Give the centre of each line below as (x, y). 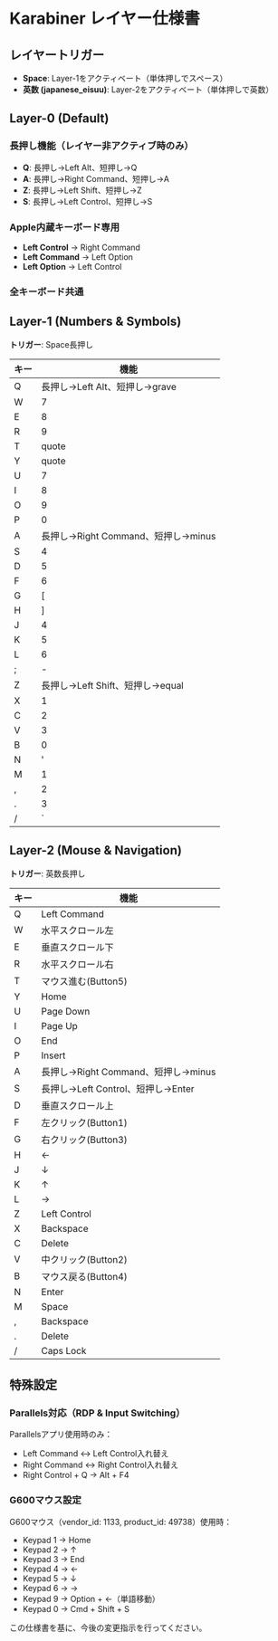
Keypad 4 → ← (50, 1569)
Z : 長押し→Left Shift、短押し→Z (82, 190)
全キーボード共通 (47, 291)
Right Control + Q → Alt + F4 (76, 1475)
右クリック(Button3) (85, 1140)
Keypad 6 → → (50, 1588)
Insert (53, 1055)
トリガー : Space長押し (51, 344)
